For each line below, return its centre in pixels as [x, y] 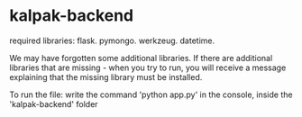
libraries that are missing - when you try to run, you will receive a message [148, 67]
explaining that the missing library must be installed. [106, 76]
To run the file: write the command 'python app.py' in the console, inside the [151, 94]
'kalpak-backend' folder [54, 103]
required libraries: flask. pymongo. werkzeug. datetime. [112, 40]
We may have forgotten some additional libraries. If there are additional [141, 58]
